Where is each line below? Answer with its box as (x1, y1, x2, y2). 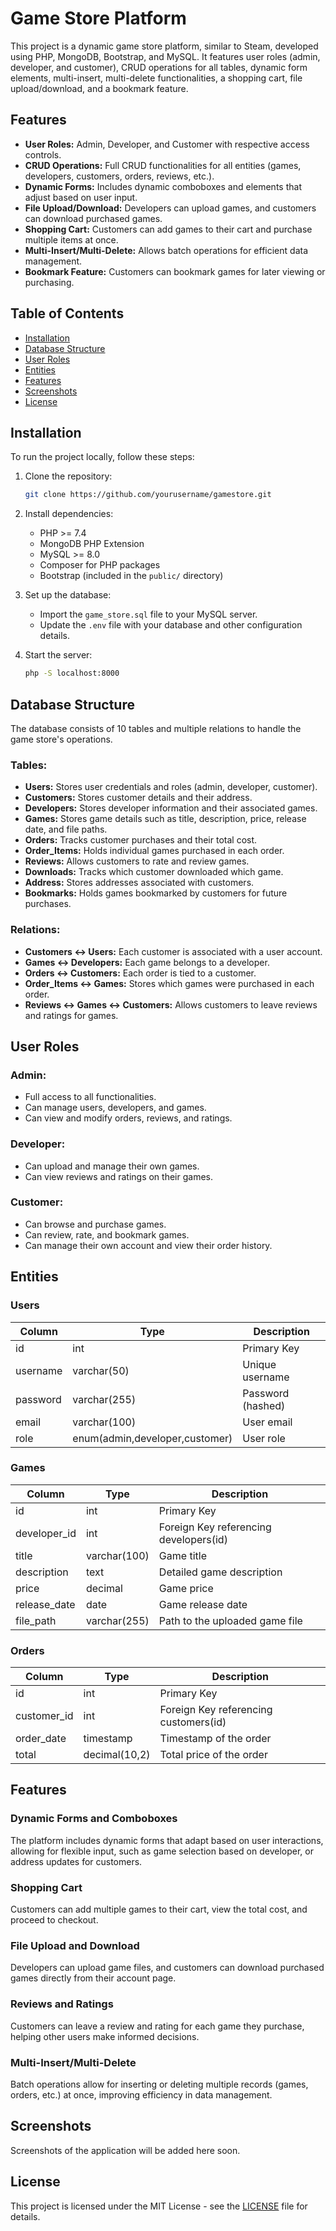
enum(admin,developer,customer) (72, 1431, 233, 1445)
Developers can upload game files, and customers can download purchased (10, 1962, 325, 1974)
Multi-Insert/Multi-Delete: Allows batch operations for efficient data (24, 244, 309, 256)
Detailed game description (158, 1565, 283, 1579)
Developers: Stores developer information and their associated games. (24, 802, 318, 814)
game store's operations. (10, 733, 113, 745)
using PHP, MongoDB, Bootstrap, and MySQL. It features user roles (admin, (10, 50, 321, 62)
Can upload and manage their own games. (24, 1160, 200, 1172)
